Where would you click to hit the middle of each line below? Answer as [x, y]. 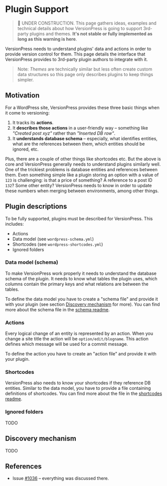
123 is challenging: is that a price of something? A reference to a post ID [79, 180]
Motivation [22, 95]
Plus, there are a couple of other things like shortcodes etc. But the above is [83, 159]
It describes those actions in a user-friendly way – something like [80, 128]
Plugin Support [37, 9]
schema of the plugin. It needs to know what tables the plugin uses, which [82, 278]
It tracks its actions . [33, 122]
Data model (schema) [32, 262]
